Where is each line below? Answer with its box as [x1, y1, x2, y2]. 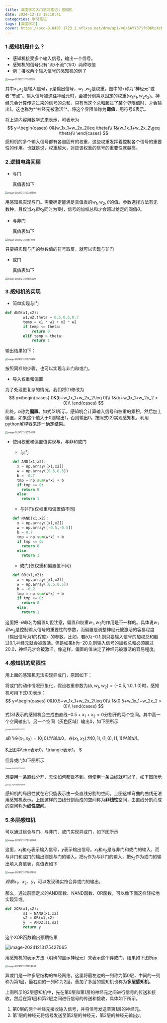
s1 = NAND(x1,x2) [23, 911, 59, 916]
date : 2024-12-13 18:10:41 [5, 12, 61, 17]
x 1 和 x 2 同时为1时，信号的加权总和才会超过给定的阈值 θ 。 [31, 206, 145, 213]
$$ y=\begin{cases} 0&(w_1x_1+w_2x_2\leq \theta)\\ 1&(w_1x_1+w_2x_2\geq [7, 125, 160, 131]
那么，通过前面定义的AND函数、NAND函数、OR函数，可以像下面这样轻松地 [5, 890, 160, 896]
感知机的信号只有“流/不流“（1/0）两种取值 [12, 62, 96, 68]
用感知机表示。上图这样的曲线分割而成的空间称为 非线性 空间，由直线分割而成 [5, 797, 162, 803]
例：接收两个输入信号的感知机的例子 [12, 68, 87, 74]
